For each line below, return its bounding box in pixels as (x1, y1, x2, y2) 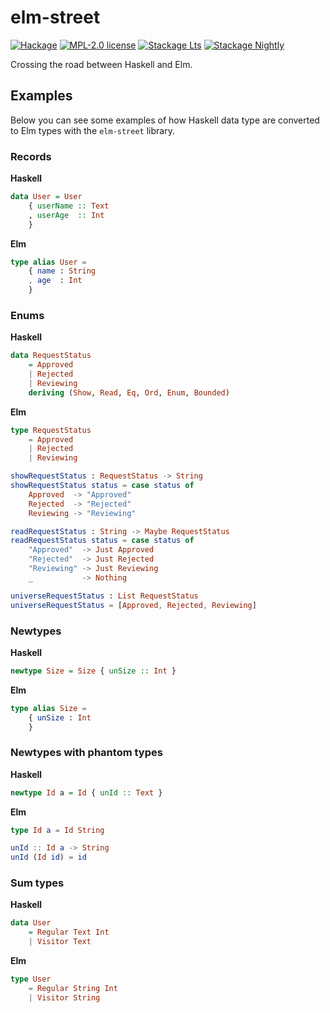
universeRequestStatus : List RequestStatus (10, 591, 199, 601)
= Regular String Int (28, 983, 118, 993)
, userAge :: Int (28, 210, 105, 220)
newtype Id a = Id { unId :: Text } (10, 787, 163, 798)
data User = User (10, 192, 83, 202)
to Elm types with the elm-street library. (10, 124, 175, 136)
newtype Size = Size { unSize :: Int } (10, 666, 177, 676)
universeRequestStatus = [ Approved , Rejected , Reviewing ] (10, 600, 257, 610)
